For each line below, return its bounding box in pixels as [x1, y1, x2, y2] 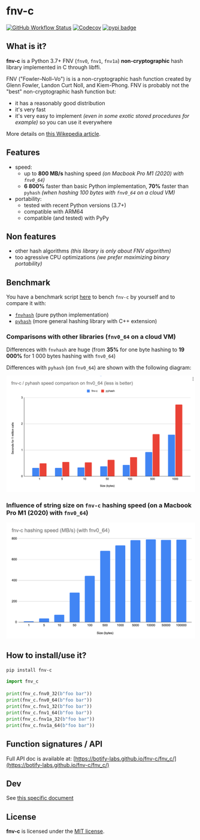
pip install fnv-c [6, 667, 52, 673]
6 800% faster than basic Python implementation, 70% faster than [23, 182, 189, 190]
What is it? [6, 41, 47, 51]
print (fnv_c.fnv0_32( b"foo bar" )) [6, 691, 93, 697]
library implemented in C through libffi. [6, 63, 102, 71]
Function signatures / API [6, 739, 103, 749]
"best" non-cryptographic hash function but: [6, 88, 117, 95]
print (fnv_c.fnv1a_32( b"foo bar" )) [6, 716, 95, 722]
